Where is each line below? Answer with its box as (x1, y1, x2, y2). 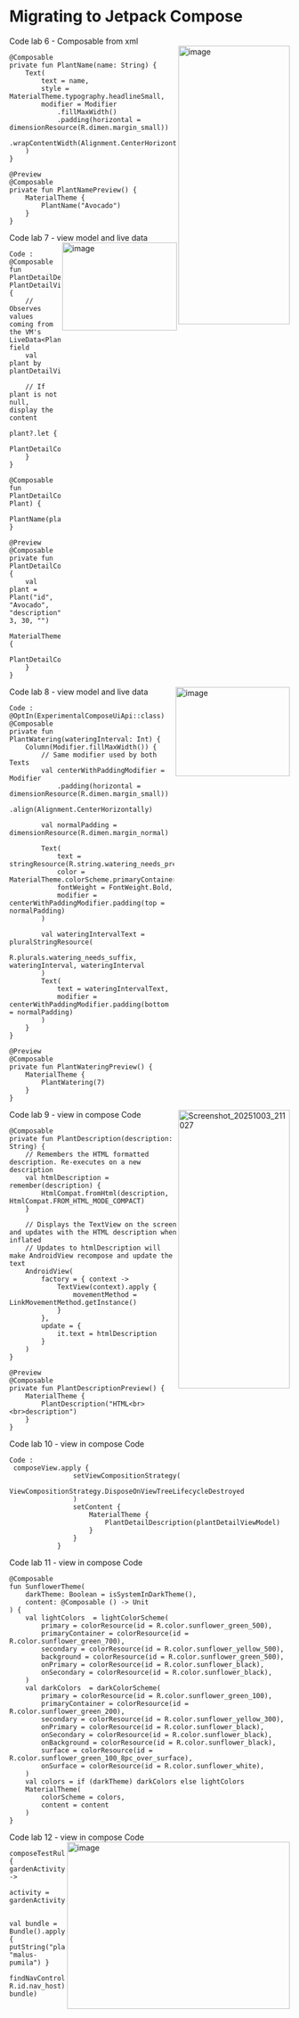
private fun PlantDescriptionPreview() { (9, 1383, 166, 1392)
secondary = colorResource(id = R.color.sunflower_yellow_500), (41, 1645, 285, 1653)
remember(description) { (9, 1181, 101, 1190)
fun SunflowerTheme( (9, 1582, 86, 1591)
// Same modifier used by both (41, 751, 158, 759)
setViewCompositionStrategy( (72, 1471, 181, 1481)
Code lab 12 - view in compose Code (9, 1832, 145, 1842)
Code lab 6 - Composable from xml (9, 36, 139, 46)
